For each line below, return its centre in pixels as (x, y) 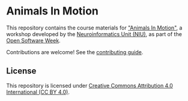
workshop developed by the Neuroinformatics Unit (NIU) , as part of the (94, 34)
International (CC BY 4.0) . (38, 92)
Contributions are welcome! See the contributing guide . (75, 52)
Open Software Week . (34, 40)
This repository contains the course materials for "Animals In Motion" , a (94, 28)
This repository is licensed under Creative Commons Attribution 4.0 (89, 85)
